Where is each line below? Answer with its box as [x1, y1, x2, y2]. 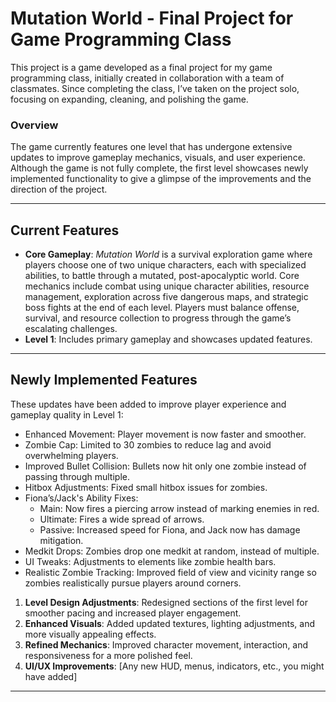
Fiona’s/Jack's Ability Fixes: [24, 492, 139, 504]
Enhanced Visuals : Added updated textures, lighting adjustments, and [24, 617, 316, 629]
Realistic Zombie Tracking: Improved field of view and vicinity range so [24, 566, 317, 578]
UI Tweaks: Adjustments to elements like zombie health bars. [24, 555, 277, 567]
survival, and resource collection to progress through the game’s [24, 312, 292, 324]
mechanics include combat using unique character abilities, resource [24, 280, 310, 292]
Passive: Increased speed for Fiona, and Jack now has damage [39, 523, 301, 536]
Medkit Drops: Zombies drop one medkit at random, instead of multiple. [24, 545, 320, 557]
